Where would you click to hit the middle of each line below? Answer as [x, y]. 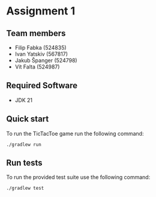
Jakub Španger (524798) [46, 60]
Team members [36, 33]
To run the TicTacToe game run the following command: [75, 133]
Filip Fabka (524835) [41, 47]
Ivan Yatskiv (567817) [41, 54]
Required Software [42, 86]
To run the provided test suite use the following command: [78, 177]
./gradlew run [24, 144]
